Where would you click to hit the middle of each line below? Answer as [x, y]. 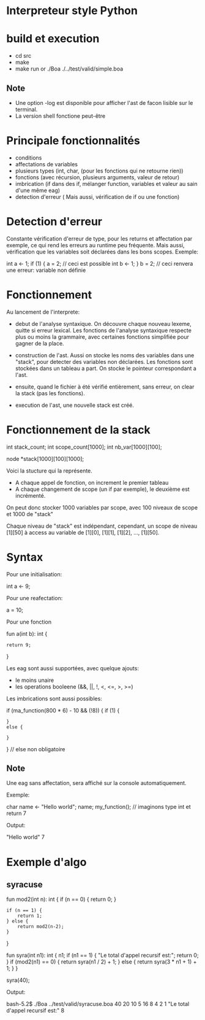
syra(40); [18, 980]
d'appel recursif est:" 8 [35, 1011]
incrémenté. [30, 495]
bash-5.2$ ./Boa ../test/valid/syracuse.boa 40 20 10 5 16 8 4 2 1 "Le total [98, 1004]
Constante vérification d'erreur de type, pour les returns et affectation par [99, 238]
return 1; [30, 916]
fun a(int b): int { [27, 633]
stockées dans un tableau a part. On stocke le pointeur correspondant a [106, 368]
